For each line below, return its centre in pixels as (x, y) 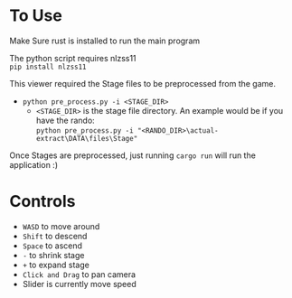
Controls (42, 202)
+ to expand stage (56, 265)
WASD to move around (61, 226)
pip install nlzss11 (48, 67)
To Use (36, 16)
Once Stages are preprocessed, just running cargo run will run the (132, 155)
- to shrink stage (53, 255)
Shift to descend (55, 236)
